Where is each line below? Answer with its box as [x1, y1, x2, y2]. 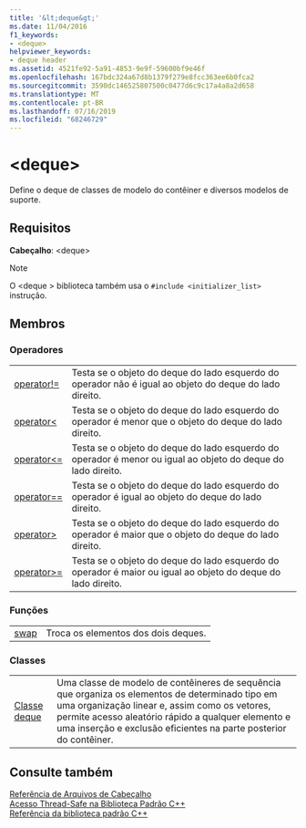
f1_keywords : [9, 30, 59, 39]
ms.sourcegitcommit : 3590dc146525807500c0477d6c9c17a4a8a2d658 [9, 81, 255, 90]
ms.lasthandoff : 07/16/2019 [9, 107, 117, 116]
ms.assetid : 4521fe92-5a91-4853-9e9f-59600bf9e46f [9, 65, 206, 74]
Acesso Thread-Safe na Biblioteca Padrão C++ [9, 798, 186, 809]
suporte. [9, 194, 41, 205]
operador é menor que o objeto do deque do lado [71, 415, 282, 428]
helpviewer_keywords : [9, 47, 92, 57]
